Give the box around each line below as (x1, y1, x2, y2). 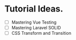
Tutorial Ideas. (4, 3, 63, 14)
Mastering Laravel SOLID (11, 25, 61, 30)
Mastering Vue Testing (11, 19, 57, 25)
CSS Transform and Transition (11, 30, 72, 36)
